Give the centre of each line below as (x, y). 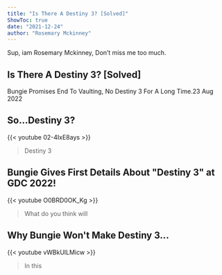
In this (33, 265)
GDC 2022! (32, 184)
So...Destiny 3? (41, 120)
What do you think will (56, 213)
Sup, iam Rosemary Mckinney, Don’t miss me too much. (87, 53)
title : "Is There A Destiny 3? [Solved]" (68, 14)
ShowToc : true (28, 20)
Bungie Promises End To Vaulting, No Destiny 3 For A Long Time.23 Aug (110, 92)
